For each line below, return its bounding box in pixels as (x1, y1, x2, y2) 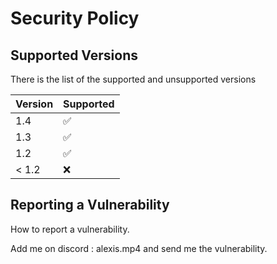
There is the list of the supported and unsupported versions (10, 73, 257, 85)
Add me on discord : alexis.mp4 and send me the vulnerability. (10, 242, 268, 254)
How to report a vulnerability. (10, 223, 130, 235)
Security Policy (10, 7, 140, 30)
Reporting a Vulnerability (10, 197, 170, 214)
